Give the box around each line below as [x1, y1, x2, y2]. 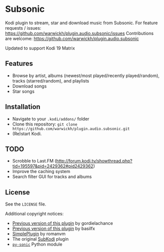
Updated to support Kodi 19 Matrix [5, 45, 75, 51]
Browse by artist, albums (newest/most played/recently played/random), [12, 73, 160, 79]
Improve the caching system [12, 168, 71, 174]
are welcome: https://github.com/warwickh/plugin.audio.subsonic [5, 36, 139, 42]
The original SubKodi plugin [12, 236, 69, 242]
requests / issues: [5, 25, 41, 31]
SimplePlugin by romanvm [12, 231, 66, 237]
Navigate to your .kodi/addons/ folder [12, 116, 90, 122]
